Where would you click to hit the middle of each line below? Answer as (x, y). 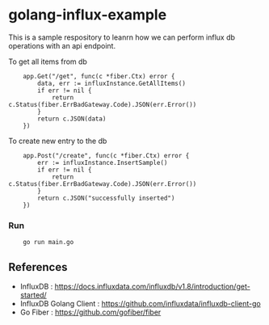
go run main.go (48, 243)
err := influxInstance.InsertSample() (103, 162)
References (38, 267)
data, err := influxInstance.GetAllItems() (111, 83)
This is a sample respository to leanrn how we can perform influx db (122, 37)
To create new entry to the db (58, 141)
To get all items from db (48, 61)
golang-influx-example (88, 15)
